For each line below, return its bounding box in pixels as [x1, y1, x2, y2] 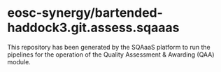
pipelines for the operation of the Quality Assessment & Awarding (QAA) [7, 50, 215, 59]
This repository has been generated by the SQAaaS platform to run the [7, 43, 211, 51]
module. [7, 57, 31, 66]
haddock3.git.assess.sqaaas [7, 20, 180, 36]
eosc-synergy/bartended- [7, 5, 163, 21]
